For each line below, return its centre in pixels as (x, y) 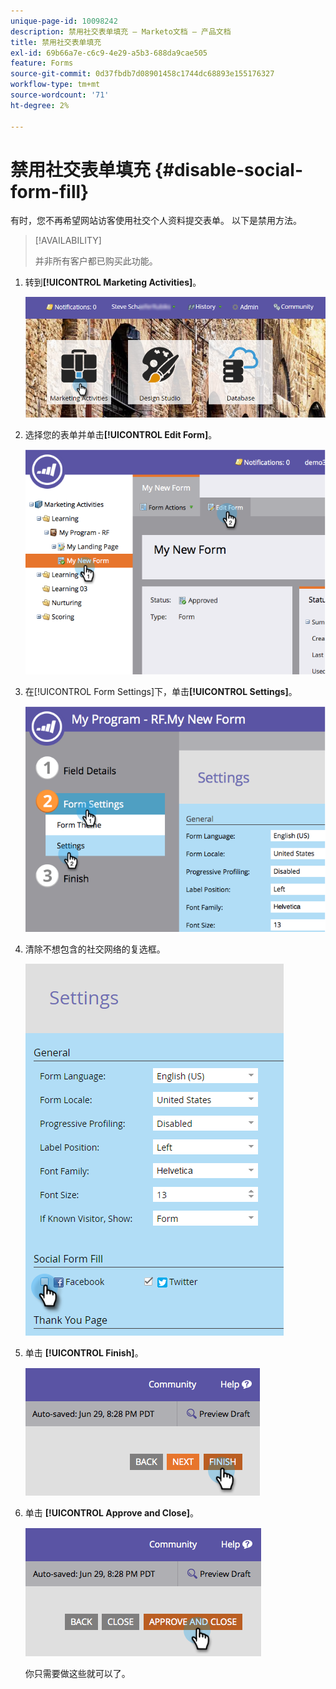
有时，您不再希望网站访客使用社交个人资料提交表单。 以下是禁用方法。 (156, 221)
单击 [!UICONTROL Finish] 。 (84, 1352)
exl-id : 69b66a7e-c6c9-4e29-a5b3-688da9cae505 (109, 53)
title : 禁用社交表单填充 (56, 42)
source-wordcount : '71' (60, 95)
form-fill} (50, 191)
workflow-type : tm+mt (55, 85)
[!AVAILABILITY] (68, 241)
